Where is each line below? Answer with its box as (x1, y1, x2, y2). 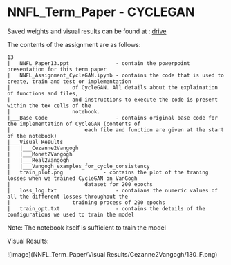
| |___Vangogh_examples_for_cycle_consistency (7, 163, 150, 170)
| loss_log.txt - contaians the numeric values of (7, 187, 218, 194)
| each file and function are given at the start (7, 126, 225, 134)
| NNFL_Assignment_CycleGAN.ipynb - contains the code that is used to (7, 72, 225, 79)
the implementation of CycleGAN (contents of (7, 120, 140, 127)
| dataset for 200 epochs (7, 181, 154, 188)
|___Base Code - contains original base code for (7, 114, 218, 121)
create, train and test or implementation (7, 77, 131, 85)
